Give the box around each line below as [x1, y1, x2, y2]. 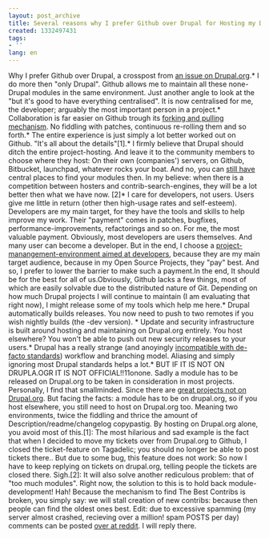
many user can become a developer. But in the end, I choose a [8, 241, 215, 250]
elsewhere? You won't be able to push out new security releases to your [8, 334, 247, 344]
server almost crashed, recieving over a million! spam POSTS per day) [8, 512, 240, 522]
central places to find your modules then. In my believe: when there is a [8, 173, 244, 182]
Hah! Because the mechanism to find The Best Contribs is [54, 487, 246, 496]
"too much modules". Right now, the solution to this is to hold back [8, 479, 227, 488]
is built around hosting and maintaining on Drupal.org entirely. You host [8, 325, 243, 335]
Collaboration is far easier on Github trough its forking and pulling [8, 114, 224, 122]
